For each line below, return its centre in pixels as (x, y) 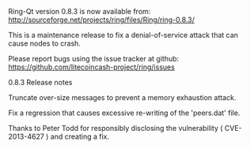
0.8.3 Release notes (40, 82)
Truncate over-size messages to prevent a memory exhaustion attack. (122, 97)
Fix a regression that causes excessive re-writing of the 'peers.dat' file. (124, 113)
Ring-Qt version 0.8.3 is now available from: (80, 11)
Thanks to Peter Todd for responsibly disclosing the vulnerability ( (116, 128)
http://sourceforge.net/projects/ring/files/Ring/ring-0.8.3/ (102, 20)
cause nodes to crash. (45, 43)
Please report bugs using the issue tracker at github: (94, 59)
